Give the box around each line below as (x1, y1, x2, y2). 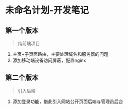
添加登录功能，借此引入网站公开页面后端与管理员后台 (12, 98, 123, 104)
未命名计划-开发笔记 (5, 5, 89, 16)
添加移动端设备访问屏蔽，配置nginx (12, 57, 86, 63)
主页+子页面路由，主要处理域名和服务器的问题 (12, 51, 109, 57)
